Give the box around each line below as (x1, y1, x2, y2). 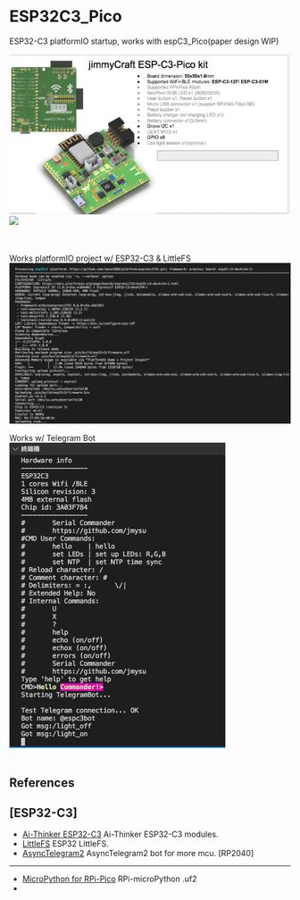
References (9, 775, 75, 790)
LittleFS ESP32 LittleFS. (21, 838, 109, 849)
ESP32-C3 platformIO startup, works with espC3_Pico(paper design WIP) (9, 36, 279, 46)
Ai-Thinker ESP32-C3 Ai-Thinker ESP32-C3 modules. (21, 829, 219, 840)
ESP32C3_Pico (9, 6, 122, 27)
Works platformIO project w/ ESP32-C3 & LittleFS (9, 253, 191, 264)
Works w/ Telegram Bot (9, 433, 96, 444)
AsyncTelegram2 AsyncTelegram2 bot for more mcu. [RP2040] (21, 848, 254, 859)
